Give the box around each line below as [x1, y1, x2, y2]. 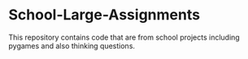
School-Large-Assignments [8, 6, 201, 24]
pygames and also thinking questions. [8, 40, 136, 50]
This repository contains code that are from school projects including [8, 32, 240, 42]
